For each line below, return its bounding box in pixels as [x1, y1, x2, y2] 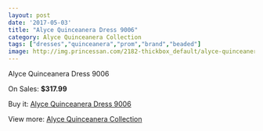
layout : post [8, 11, 51, 19]
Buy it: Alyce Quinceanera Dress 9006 [8, 99, 131, 108]
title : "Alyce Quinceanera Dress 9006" [8, 26, 139, 34]
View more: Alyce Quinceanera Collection [8, 115, 142, 123]
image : [8, 48, 30, 55]
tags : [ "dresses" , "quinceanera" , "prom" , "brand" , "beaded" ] [8, 41, 201, 48]
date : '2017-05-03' [8, 19, 72, 27]
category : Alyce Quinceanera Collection [8, 33, 142, 41]
